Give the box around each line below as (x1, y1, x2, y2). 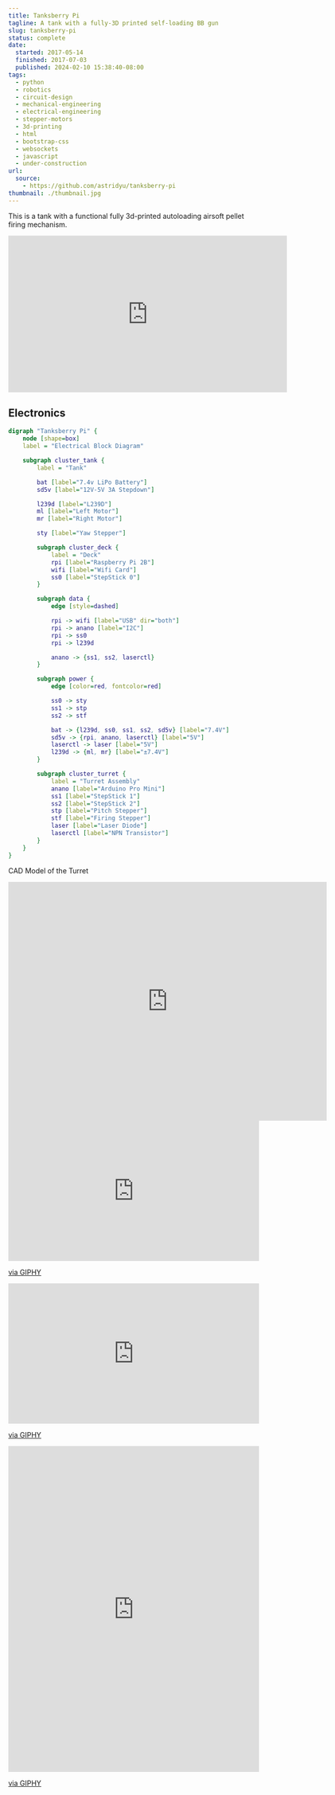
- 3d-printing (15, 123, 62, 131)
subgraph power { (37, 675, 94, 683)
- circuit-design (15, 93, 73, 101)
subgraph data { (37, 595, 91, 603)
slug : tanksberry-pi (8, 26, 77, 34)
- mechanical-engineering (15, 100, 102, 108)
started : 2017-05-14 (15, 49, 84, 57)
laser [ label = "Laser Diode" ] (50, 821, 148, 830)
